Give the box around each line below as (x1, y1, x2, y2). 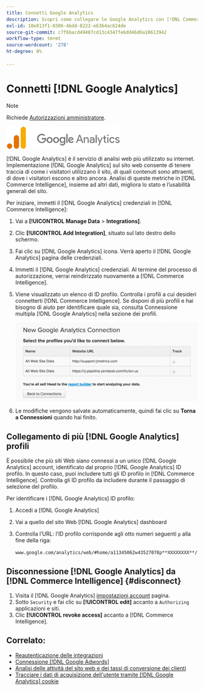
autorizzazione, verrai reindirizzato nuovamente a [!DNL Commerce (15, 272, 184, 280)
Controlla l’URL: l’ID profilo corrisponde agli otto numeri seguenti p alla (15, 530, 191, 537)
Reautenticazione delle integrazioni (15, 651, 103, 659)
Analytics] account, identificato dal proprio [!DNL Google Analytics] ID (6, 464, 182, 471)
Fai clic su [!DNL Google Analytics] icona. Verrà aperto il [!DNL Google (15, 247, 191, 255)
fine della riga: (15, 537, 52, 544)
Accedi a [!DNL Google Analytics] (15, 506, 100, 514)
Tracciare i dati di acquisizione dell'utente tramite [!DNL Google (15, 671, 174, 678)
